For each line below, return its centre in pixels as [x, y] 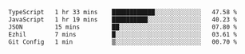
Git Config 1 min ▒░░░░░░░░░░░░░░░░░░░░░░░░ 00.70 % [123, 42]
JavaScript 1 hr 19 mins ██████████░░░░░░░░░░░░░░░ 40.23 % [123, 19]
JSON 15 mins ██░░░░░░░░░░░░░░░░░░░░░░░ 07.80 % [123, 27]
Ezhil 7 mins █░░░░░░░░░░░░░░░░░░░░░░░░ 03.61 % [123, 34]
